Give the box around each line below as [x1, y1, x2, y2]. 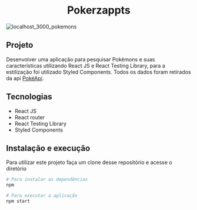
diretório [6, 165, 27, 172]
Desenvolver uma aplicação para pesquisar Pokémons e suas [6, 55, 155, 63]
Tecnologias [6, 92, 52, 102]
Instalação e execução [6, 143, 91, 153]
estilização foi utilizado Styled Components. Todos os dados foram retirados [6, 68, 191, 76]
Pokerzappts [66, 4, 131, 17]
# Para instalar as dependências [6, 176, 88, 183]
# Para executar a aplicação [6, 193, 78, 199]
